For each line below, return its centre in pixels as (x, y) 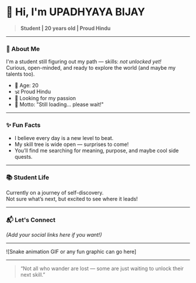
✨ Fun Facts (23, 125)
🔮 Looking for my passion (45, 98)
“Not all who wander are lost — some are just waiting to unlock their (102, 268)
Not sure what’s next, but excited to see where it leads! (72, 199)
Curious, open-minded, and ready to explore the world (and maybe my (91, 68)
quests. (24, 156)
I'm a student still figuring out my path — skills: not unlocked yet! (84, 62)
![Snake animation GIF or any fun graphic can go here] (71, 252)
